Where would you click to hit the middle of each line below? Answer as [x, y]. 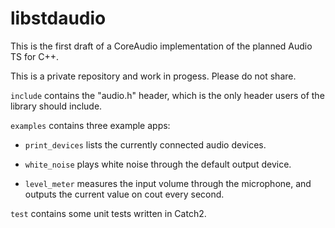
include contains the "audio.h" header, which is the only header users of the [167, 95]
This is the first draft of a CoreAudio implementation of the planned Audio [161, 46]
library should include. [56, 106]
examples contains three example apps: [90, 125]
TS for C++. [35, 56]
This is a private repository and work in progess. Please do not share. [153, 76]
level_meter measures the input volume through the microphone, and [168, 183]
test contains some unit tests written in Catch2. [108, 213]
